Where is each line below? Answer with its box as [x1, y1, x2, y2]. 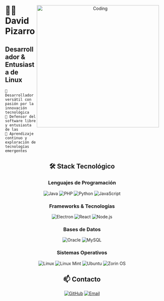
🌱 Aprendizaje [5, 131, 34, 136]
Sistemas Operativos [57, 249, 107, 256]
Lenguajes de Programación [48, 179, 116, 186]
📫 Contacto [63, 275, 101, 283]
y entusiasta [5, 123, 32, 128]
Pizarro [5, 26, 35, 37]
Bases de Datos [63, 226, 101, 233]
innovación [5, 106, 27, 110]
